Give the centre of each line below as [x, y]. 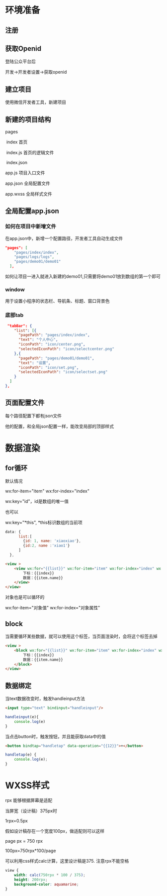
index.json [17, 163]
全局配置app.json [32, 211]
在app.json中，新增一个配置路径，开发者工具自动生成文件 [64, 238]
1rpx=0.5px [17, 821]
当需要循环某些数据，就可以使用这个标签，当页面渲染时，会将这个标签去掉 [81, 636]
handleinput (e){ [22, 717]
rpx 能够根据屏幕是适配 [29, 800]
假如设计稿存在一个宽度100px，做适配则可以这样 [55, 831]
